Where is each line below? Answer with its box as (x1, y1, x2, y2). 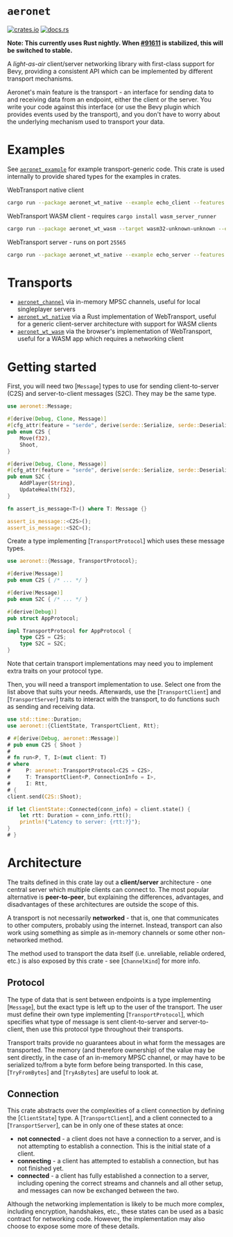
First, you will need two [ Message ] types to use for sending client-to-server (7, 382, 219, 390)
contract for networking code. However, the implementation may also (7, 1215, 205, 1223)
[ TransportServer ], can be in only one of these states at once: (7, 1122, 184, 1130)
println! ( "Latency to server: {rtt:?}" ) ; (19, 819, 141, 826)
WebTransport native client (7, 186, 85, 194)
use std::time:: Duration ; (7, 716, 82, 723)
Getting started (7, 359, 97, 375)
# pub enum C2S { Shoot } (7, 741, 82, 749)
